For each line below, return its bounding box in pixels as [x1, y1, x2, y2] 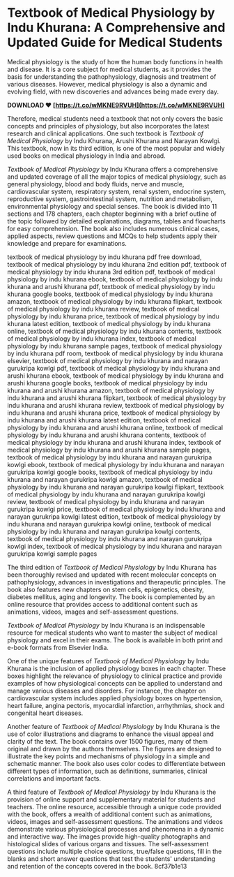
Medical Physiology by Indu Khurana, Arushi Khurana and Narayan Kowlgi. [7, 136, 221, 145]
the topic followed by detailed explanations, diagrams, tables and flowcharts [7, 216, 226, 225]
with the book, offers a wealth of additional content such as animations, [7, 810, 212, 818]
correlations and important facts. [7, 774, 102, 783]
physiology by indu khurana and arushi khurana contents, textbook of [7, 431, 207, 439]
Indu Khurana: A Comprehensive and [7, 20, 226, 36]
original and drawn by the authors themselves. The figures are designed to [7, 744, 221, 753]
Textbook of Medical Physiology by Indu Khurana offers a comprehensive [7, 165, 218, 173]
